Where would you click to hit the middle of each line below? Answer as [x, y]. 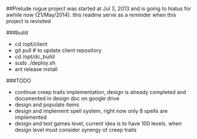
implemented [31, 117]
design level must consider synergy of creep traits [75, 130]
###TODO [19, 80]
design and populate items [47, 105]
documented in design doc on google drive [67, 98]
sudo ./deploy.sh [35, 63]
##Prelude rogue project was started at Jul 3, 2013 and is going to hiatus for [99, 9]
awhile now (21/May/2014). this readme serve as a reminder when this [91, 15]
